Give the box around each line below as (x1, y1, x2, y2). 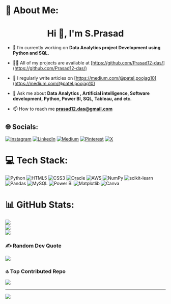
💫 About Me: (5, 5, 59, 16)
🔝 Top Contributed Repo (5, 268, 66, 275)
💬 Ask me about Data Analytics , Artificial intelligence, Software (12, 90, 150, 96)
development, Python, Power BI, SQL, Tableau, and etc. (12, 96, 132, 102)
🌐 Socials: (5, 122, 39, 131)
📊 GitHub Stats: (5, 199, 75, 211)
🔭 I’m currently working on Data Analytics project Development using (12, 45, 161, 51)
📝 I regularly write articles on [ (12, 75, 76, 81)
